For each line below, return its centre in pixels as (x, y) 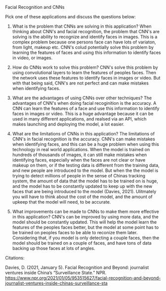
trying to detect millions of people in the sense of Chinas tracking (79, 176)
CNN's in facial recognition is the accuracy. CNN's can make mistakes (84, 139)
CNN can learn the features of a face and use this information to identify (86, 108)
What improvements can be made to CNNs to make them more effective (85, 211)
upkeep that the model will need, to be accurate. (62, 202)
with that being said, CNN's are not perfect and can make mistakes (81, 83)
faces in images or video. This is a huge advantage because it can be (83, 114)
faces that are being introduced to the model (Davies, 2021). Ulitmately (84, 191)
